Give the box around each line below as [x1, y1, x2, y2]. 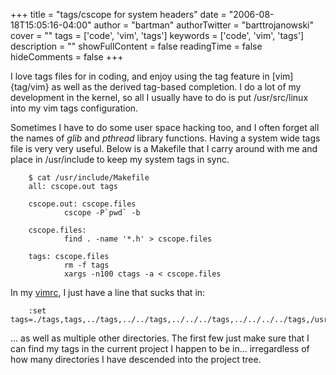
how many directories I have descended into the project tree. [10, 354, 262, 365]
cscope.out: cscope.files [28, 199, 137, 209]
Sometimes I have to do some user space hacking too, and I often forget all [10, 122, 320, 133]
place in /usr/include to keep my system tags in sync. [10, 154, 230, 165]
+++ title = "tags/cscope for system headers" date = [10, 9, 227, 20]
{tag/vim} [10, 81, 50, 93]
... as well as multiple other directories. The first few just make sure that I [10, 332, 310, 344]
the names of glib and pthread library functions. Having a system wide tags [10, 132, 321, 144]
